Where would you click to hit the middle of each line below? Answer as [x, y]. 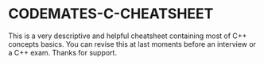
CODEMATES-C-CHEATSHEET [111, 14]
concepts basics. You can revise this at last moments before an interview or [132, 44]
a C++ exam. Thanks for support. [63, 52]
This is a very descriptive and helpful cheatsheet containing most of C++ [128, 36]
